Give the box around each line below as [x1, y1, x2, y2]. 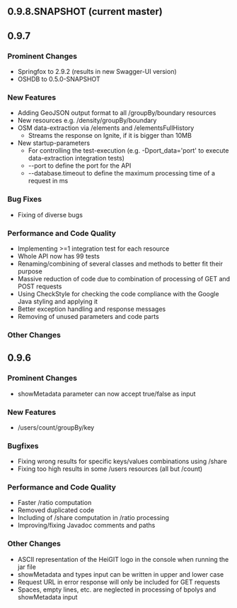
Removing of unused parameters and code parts [17, 312, 159, 320]
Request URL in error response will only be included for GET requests [17, 577, 221, 586]
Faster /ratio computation [17, 499, 92, 507]
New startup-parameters [17, 139, 91, 148]
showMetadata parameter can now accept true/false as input [17, 389, 196, 398]
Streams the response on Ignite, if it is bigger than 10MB [28, 131, 192, 140]
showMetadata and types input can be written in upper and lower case [17, 570, 224, 578]
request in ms [28, 177, 69, 185]
